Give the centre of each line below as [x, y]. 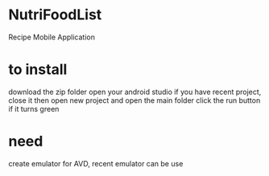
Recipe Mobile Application [52, 37]
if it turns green [34, 108]
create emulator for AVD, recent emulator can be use [96, 163]
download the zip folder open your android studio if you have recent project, [135, 92]
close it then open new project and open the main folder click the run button [134, 100]
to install [38, 70]
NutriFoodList [55, 15]
